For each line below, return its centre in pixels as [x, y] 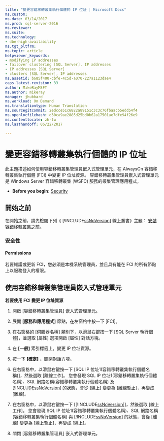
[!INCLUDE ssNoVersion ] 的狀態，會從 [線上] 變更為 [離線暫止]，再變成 [83, 388]
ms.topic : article [24, 51]
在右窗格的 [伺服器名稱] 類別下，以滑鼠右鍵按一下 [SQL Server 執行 [81, 332]
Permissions [18, 253]
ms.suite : [15, 33]
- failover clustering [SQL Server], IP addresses [58, 65]
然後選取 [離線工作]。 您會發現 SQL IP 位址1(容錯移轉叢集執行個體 [91, 375]
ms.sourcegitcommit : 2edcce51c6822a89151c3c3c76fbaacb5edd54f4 [71, 111]
